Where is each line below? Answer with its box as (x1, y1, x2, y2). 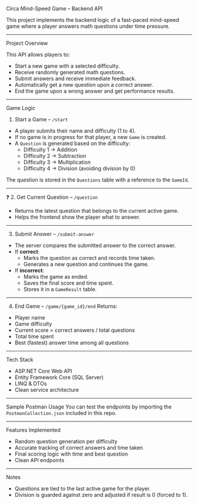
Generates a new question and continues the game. (23, 261, 149, 268)
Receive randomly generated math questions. (14, 69, 126, 75)
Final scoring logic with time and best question (14, 450, 128, 457)
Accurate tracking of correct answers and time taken (14, 444, 143, 451)
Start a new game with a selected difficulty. (14, 62, 120, 70)
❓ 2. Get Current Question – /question (6, 194, 98, 200)
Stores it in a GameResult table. (23, 286, 97, 292)
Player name (14, 314, 45, 321)
